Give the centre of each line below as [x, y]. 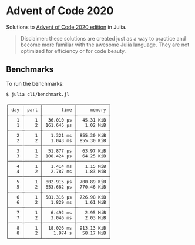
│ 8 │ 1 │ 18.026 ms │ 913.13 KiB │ [59, 228]
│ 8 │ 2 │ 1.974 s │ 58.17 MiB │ [59, 233]
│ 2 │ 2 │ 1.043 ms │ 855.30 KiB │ [59, 140]
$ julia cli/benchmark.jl [38, 94]
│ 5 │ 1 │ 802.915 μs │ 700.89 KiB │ [59, 182]
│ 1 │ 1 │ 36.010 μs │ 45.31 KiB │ [59, 120]
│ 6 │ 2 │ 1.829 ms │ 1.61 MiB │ [59, 202]
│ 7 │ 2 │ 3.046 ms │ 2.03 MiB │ [59, 218]
